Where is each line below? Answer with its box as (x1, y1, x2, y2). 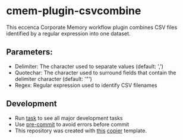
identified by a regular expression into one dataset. (6, 30, 131, 37)
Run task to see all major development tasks (14, 114, 123, 122)
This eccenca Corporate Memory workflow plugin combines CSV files (6, 24, 178, 31)
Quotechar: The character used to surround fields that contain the (14, 69, 176, 76)
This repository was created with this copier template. (14, 127, 147, 134)
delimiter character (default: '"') (14, 75, 92, 82)
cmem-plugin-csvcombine (6, 4, 141, 18)
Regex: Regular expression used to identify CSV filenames (14, 82, 157, 89)
